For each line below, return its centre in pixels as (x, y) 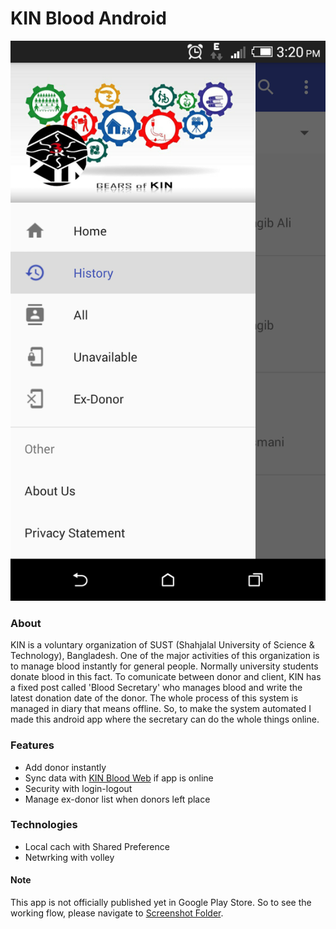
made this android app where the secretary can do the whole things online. (165, 719)
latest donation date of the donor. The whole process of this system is (154, 698)
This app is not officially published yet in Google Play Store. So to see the (161, 903)
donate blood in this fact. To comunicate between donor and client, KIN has (166, 677)
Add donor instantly (65, 767)
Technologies (44, 825)
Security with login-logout (78, 788)
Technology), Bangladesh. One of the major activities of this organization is (165, 656)
